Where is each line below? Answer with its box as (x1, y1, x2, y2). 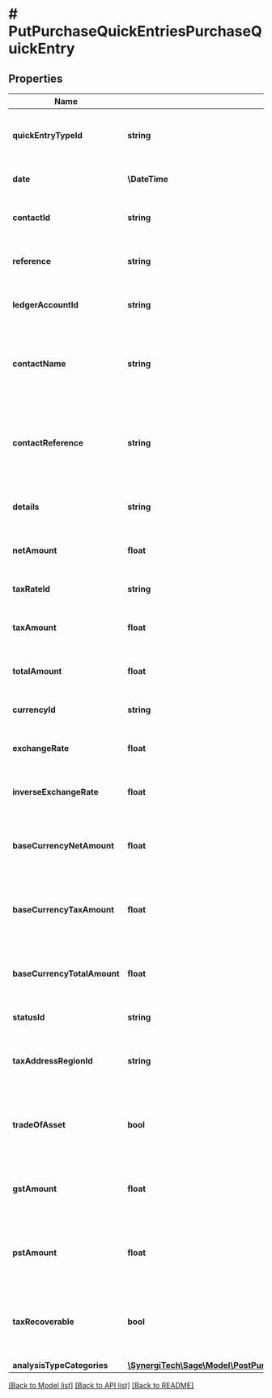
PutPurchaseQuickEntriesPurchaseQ (8, 22, 262, 41)
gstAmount (12, 1183, 57, 1194)
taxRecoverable (12, 1316, 74, 1327)
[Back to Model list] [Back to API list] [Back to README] (8, 1381, 194, 1390)
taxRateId (12, 584, 51, 594)
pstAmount (12, 1247, 57, 1258)
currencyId (12, 704, 56, 715)
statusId (12, 1012, 45, 1023)
